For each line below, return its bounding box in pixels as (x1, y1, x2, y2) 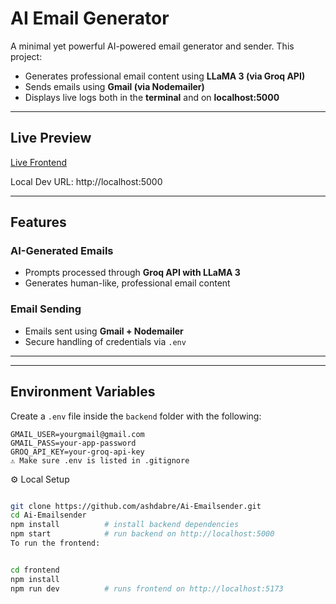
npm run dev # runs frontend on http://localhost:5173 (10, 583, 284, 594)
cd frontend (10, 565, 60, 575)
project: (10, 50, 43, 62)
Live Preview (10, 130, 92, 147)
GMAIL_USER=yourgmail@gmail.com (10, 429, 145, 439)
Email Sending (10, 302, 82, 316)
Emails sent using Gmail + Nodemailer (24, 325, 184, 337)
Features (10, 214, 67, 231)
